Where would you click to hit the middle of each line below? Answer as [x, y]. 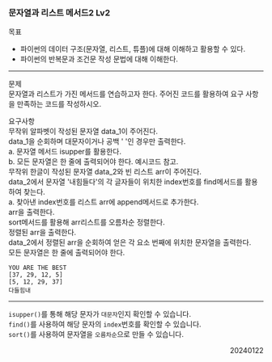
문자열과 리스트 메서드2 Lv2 [59, 12]
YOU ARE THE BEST [38, 268]
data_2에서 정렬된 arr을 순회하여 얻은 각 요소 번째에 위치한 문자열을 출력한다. [130, 242]
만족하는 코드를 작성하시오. [59, 104]
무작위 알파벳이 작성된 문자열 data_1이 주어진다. [83, 132]
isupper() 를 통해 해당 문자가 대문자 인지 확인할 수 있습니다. [100, 314]
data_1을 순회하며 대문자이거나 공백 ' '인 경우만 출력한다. [97, 141]
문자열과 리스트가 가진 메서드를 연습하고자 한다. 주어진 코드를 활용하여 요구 [126, 94]
